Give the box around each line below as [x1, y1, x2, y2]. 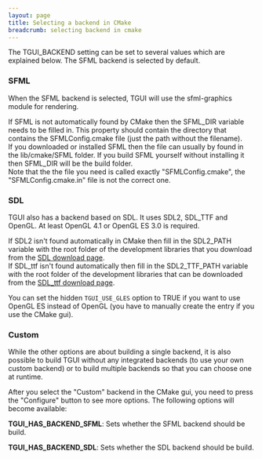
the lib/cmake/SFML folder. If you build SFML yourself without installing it [8, 150, 245, 159]
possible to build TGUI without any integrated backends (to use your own [8, 355, 245, 365]
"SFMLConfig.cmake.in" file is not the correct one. [8, 175, 171, 184]
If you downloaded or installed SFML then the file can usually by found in [8, 142, 244, 151]
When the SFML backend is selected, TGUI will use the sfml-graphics [8, 93, 233, 103]
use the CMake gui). [8, 309, 74, 319]
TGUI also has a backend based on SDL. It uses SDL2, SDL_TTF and [8, 213, 228, 222]
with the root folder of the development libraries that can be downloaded [8, 269, 243, 279]
